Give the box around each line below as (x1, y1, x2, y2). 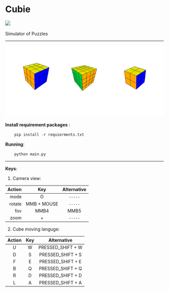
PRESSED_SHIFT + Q (39, 266, 82, 272)
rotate (9, 201, 22, 207)
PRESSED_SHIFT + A (39, 279, 82, 285)
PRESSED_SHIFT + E (39, 258, 82, 264)
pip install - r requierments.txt (14, 132, 84, 137)
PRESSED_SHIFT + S (39, 251, 82, 258)
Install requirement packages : (5, 122, 70, 128)
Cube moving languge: (12, 226, 60, 232)
